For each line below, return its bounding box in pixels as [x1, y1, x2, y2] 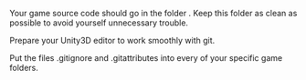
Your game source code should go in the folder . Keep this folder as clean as [9, 8, 298, 18]
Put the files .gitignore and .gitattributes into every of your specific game [9, 53, 283, 63]
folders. [9, 63, 38, 73]
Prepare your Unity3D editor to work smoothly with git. [9, 35, 216, 45]
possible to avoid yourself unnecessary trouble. [9, 17, 189, 28]
